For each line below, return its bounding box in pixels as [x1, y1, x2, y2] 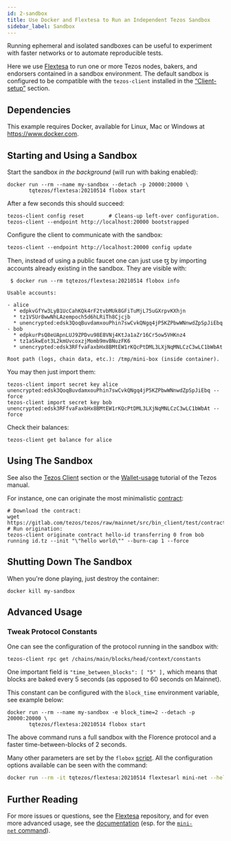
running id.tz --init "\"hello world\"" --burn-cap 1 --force [7, 537, 189, 544]
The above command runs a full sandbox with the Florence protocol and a [7, 733, 217, 741]
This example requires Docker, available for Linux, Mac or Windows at [7, 122, 205, 131]
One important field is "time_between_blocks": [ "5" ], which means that [7, 668, 218, 676]
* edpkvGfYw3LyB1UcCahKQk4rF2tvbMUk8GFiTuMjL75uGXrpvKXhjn [13, 307, 186, 314]
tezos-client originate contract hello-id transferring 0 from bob [7, 531, 205, 538]
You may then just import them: [7, 368, 96, 375]
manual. [7, 481, 30, 489]
